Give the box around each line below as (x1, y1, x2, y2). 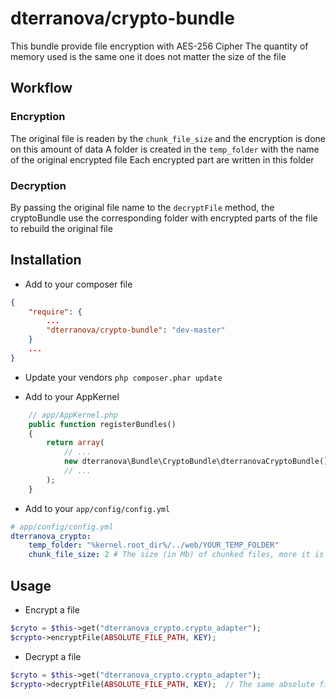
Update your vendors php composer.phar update (24, 371, 223, 383)
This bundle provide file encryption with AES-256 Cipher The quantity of (10, 40, 309, 52)
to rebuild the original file (10, 222, 113, 234)
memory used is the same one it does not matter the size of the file (10, 50, 287, 62)
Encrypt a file (24, 604, 80, 616)
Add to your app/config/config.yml (24, 502, 171, 514)
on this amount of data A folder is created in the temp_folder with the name (10, 143, 320, 155)
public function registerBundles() (28, 419, 177, 429)
